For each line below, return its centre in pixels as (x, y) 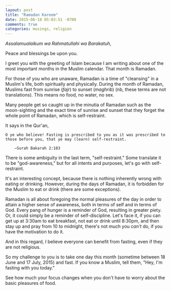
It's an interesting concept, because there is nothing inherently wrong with (83, 179)
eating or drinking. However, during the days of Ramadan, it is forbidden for (85, 184)
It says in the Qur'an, (27, 126)
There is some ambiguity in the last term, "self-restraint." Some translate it (83, 158)
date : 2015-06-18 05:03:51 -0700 (41, 19)
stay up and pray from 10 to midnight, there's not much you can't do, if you (84, 226)
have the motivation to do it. (35, 232)
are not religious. (23, 247)
